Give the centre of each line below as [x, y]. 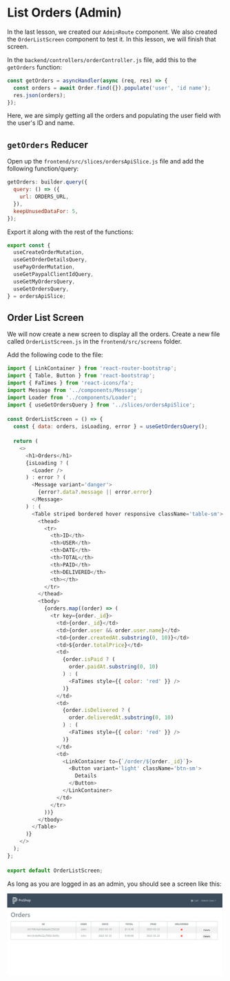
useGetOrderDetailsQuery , [51, 260]
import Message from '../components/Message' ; [75, 390]
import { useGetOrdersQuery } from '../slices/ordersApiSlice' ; [101, 405]
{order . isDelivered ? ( [96, 711]
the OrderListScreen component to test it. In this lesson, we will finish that [112, 39]
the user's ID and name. [41, 123]
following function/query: [43, 169]
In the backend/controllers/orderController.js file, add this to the [102, 59]
